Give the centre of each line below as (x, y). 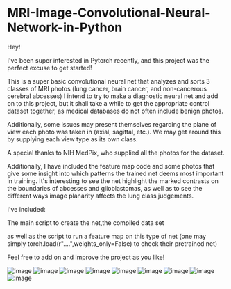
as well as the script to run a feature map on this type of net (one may (107, 236)
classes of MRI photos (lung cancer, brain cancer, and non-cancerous (107, 88)
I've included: (27, 209)
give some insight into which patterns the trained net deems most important (115, 173)
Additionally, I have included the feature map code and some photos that (111, 166)
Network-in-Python (65, 28)
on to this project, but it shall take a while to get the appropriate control (109, 103)
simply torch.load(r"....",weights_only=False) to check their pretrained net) (112, 243)
